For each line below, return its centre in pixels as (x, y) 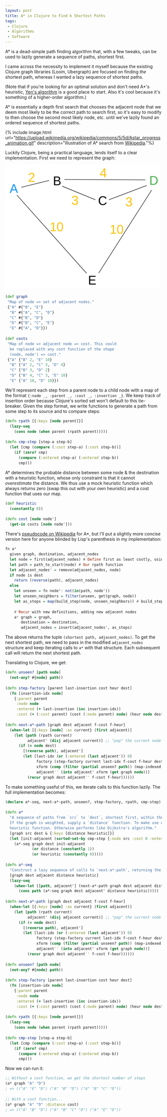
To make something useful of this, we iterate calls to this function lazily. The (83, 787)
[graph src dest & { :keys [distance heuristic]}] (62, 833)
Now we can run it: (24, 1068)
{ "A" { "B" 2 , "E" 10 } (30, 360)
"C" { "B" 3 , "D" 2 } (30, 370)
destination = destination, (50, 622)
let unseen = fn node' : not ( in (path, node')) (62, 591)
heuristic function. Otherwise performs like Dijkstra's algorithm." (83, 828)
